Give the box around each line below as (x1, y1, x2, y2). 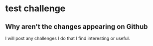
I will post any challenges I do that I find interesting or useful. (5, 35, 131, 41)
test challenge (5, 3, 66, 14)
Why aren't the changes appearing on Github (5, 23, 148, 31)
